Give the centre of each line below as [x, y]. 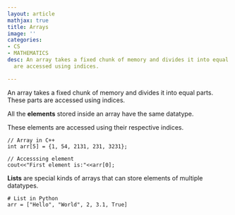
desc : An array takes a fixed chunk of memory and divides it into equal [118, 60]
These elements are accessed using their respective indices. [96, 127]
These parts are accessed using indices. [66, 100]
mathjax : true [28, 20]
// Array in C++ [31, 140]
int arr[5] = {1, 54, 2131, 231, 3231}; [68, 146]
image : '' [22, 33]
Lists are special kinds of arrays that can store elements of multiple [105, 178]
